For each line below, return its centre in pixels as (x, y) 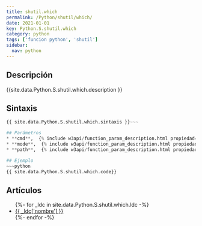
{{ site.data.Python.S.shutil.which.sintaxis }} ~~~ (72, 122)
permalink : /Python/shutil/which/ (50, 17)
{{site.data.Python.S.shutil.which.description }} (64, 89)
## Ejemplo (20, 160)
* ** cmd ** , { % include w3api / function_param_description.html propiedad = (102, 138)
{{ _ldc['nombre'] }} (39, 211)
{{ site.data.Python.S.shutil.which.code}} (62, 171)
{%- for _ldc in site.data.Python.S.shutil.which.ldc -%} (82, 205)
